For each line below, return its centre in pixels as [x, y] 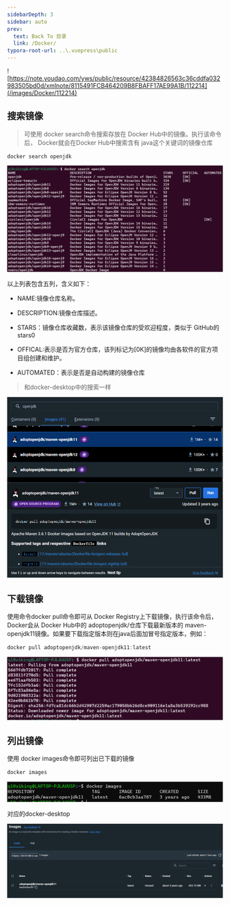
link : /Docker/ [35, 44]
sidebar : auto [27, 22]
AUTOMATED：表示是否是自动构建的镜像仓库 [81, 372]
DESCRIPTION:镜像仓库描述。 [59, 313]
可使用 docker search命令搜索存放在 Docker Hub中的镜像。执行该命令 [123, 134]
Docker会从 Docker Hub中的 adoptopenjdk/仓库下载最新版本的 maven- [107, 625]
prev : [15, 29]
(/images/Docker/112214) [42, 93]
